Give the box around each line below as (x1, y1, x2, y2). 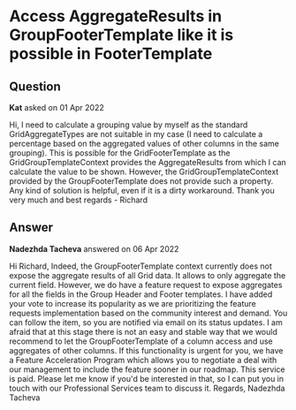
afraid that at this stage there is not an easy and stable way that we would (9, 326, 278, 337)
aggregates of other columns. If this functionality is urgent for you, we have (9, 345, 285, 355)
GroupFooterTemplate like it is (9, 25, 234, 45)
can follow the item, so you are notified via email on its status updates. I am (9, 316, 283, 328)
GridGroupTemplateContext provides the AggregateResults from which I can (9, 157, 287, 167)
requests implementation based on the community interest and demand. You (9, 307, 288, 318)
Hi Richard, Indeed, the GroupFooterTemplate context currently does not (9, 261, 272, 271)
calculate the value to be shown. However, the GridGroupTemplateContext (9, 166, 279, 177)
